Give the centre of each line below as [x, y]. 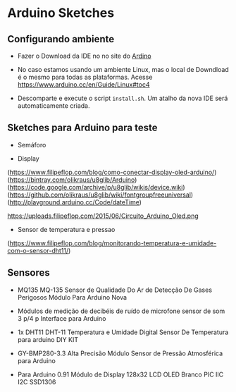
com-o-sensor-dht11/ [38, 250]
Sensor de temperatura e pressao [66, 229]
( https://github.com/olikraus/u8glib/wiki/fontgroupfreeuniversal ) [100, 195]
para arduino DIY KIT [48, 339]
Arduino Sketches [61, 13]
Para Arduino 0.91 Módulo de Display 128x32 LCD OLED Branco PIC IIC [120, 374]
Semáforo [32, 145]
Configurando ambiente [61, 39]
